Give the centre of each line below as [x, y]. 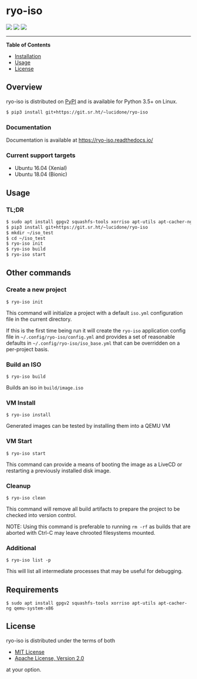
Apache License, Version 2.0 [49, 658]
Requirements [32, 590]
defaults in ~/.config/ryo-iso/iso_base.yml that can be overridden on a [93, 343]
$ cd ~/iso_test [26, 238]
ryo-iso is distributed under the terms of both [61, 640]
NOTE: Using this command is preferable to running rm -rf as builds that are [98, 526]
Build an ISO [24, 364]
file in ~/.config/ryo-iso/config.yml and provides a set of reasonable [91, 337]
